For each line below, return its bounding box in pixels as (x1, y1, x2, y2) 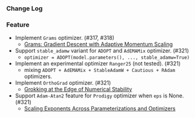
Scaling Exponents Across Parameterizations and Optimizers (24, 105, 176, 113)
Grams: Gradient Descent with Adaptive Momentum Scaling (24, 41, 173, 48)
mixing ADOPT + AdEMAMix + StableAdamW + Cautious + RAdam (24, 67, 176, 74)
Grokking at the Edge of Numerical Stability (24, 86, 132, 93)
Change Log (6, 4, 43, 13)
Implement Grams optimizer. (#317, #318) (15, 34, 114, 42)
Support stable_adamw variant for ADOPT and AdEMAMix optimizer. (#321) (15, 47, 190, 54)
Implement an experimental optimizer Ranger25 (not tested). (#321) (15, 60, 180, 67)
